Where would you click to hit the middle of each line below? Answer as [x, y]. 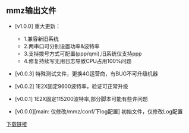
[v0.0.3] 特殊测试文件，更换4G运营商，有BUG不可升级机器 [86, 74]
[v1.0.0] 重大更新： [38, 26]
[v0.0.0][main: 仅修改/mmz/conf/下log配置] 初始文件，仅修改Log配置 [99, 111]
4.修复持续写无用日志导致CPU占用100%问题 [78, 61]
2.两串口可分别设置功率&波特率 [62, 46]
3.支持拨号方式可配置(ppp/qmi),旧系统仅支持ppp [83, 53]
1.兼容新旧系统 [41, 39]
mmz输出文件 [31, 11]
